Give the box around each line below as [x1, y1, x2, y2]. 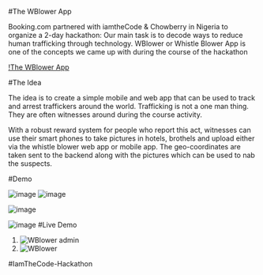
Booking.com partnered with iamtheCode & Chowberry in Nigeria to [8, 22, 229, 31]
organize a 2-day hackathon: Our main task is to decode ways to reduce [8, 31, 243, 40]
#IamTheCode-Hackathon [8, 259, 93, 268]
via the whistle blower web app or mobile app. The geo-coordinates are [8, 142, 241, 151]
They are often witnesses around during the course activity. [8, 110, 203, 119]
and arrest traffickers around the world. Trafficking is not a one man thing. [8, 102, 249, 111]
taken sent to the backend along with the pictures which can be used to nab [8, 150, 255, 160]
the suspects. [8, 159, 53, 168]
